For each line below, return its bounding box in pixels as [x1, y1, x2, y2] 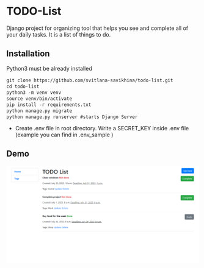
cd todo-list [6, 83, 40, 90]
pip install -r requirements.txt [6, 102, 92, 108]
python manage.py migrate [6, 108, 72, 114]
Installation [6, 49, 50, 59]
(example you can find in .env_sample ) [15, 131, 114, 138]
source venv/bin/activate [6, 96, 72, 102]
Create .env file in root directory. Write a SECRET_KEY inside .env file [15, 124, 189, 132]
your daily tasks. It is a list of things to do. [6, 30, 111, 38]
